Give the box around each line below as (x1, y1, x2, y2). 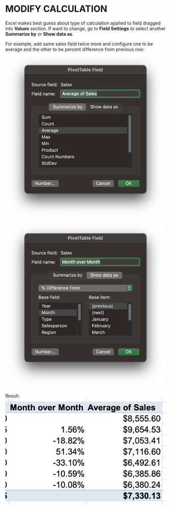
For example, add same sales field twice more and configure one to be (5, 40, 154, 47)
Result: (5, 392, 20, 399)
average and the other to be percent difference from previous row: (5, 46, 145, 52)
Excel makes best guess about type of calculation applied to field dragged (5, 20, 161, 26)
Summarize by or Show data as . (5, 31, 74, 37)
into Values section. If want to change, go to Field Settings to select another (5, 25, 166, 31)
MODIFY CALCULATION (5, 3, 108, 15)
